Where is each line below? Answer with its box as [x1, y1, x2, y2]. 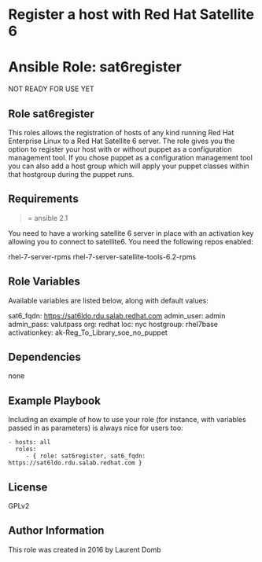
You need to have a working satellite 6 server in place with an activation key [8, 228, 254, 237]
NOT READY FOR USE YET [8, 84, 94, 94]
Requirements [8, 193, 79, 206]
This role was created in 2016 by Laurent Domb [8, 545, 161, 554]
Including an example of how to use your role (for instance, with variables [8, 415, 246, 424]
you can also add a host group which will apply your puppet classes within [8, 161, 249, 171]
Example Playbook [8, 394, 101, 407]
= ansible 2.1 [27, 213, 68, 222]
